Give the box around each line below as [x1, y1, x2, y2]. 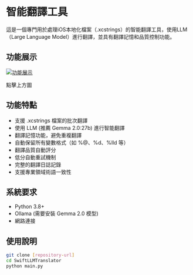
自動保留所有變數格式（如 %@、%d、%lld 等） [14, 139, 129, 146]
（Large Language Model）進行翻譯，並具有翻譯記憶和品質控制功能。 [6, 33, 175, 40]
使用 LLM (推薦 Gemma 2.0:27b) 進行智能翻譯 [14, 124, 125, 131]
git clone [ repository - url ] [6, 252, 75, 259]
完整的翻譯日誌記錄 [14, 161, 62, 168]
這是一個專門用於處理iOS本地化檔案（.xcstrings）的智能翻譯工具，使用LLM [6, 26, 188, 33]
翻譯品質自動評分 [14, 146, 56, 153]
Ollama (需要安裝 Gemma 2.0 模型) [14, 210, 99, 217]
